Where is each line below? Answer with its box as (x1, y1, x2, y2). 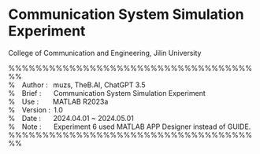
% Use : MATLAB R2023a (8, 97, 109, 106)
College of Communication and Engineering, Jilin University (8, 48, 202, 57)
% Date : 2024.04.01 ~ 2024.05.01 (8, 113, 134, 123)
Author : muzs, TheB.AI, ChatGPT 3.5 (21, 80, 146, 90)
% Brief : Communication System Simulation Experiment (8, 88, 206, 97)
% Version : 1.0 (8, 104, 63, 115)
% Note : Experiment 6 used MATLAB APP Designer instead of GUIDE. (8, 122, 251, 131)
